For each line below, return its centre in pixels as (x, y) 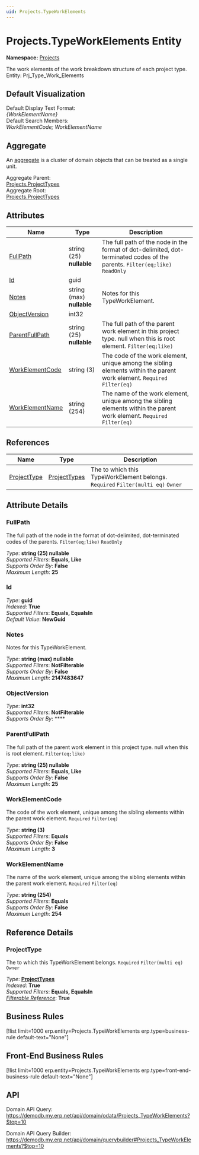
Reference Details (40, 932)
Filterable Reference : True (38, 998)
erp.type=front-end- (166, 1070)
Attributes (25, 215)
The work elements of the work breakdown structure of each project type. (97, 69)
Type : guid (19, 600)
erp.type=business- (166, 1031)
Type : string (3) (25, 830)
